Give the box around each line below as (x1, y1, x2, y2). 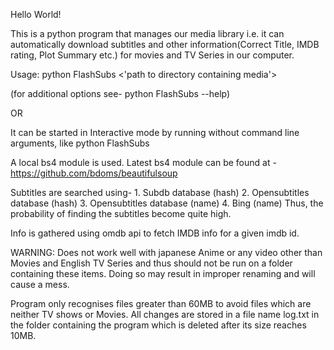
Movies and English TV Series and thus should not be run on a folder (10, 257, 293, 269)
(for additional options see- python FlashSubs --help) (10, 88, 231, 99)
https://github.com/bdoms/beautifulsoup (10, 167, 178, 179)
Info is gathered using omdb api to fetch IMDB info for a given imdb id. (10, 227, 300, 239)
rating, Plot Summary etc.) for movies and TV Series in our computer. (10, 49, 295, 61)
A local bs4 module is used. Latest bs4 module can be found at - (10, 157, 277, 168)
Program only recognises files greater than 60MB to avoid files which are (10, 298, 312, 309)
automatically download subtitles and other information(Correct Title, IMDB (10, 39, 320, 50)
